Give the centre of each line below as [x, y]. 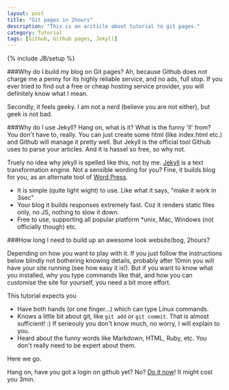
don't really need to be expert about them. [77, 345]
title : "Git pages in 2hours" [50, 20]
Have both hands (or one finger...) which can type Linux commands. [113, 309]
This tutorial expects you [42, 296]
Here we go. [25, 359]
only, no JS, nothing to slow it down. [68, 212]
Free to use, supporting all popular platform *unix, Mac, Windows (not [115, 219]
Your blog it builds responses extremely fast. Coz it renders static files [116, 205]
